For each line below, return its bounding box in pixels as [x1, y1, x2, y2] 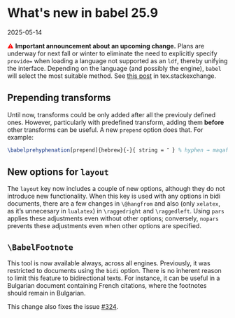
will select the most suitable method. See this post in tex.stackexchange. [7, 72, 217, 80]
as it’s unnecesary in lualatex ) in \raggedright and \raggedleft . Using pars [7, 207, 225, 216]
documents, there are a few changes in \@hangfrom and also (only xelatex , [7, 199, 221, 208]
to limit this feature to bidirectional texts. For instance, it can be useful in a [7, 274, 220, 282]
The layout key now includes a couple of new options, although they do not [7, 185, 225, 193]
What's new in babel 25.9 [7, 5, 159, 21]
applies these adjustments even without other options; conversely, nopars [7, 214, 219, 223]
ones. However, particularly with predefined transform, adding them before [7, 118, 225, 126]
